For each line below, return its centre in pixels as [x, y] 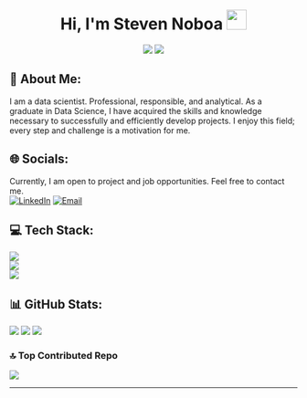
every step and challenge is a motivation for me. [100, 130]
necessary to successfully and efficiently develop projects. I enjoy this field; [152, 120]
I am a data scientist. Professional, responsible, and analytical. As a [136, 101]
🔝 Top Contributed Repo [64, 356]
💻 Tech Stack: [52, 230]
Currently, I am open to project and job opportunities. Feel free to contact [147, 181]
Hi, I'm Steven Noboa [142, 24]
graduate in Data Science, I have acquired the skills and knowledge [136, 110]
